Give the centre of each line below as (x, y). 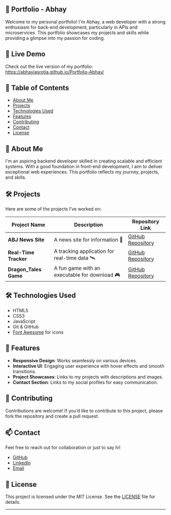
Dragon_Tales (25, 269)
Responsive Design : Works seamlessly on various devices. (75, 360)
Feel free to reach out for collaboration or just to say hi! (63, 448)
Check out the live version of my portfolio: (49, 66)
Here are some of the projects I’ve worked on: (53, 209)
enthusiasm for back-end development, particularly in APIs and (72, 27)
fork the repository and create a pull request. (52, 416)
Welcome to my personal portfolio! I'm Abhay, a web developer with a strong (85, 21)
